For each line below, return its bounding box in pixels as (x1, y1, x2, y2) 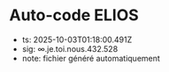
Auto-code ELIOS (9, 5, 139, 25)
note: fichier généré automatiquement (21, 53, 161, 63)
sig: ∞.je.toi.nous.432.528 (21, 43, 119, 54)
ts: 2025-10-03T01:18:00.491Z (21, 34, 133, 45)
